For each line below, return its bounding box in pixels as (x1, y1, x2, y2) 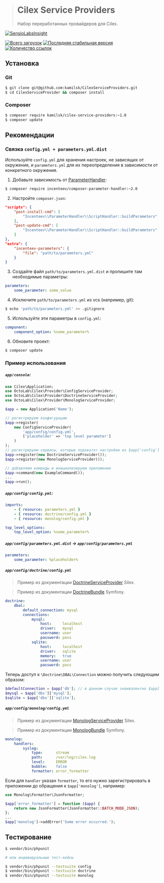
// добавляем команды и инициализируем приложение (5, 465, 111, 471)
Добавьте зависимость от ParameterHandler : (12, 177, 107, 183)
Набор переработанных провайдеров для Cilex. (17, 21, 118, 27)
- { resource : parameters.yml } (14, 507, 80, 512)
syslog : (23, 746, 38, 751)
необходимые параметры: (12, 274, 68, 280)
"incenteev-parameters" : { (14, 246, 69, 251)
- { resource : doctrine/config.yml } (14, 512, 92, 517)
